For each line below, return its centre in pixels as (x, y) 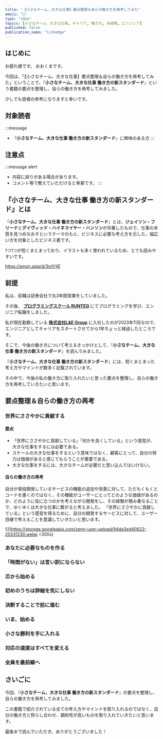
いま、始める (20, 619)
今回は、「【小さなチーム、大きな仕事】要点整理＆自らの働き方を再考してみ (80, 76)
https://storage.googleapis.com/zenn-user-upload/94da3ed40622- (79, 529)
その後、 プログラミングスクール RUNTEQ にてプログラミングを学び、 (75, 306)
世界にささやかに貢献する (35, 416)
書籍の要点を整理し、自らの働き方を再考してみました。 (64, 88)
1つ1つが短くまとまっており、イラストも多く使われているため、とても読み (79, 251)
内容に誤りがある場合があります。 (46, 177)
